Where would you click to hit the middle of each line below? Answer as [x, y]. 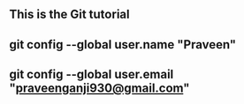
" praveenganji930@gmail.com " [99, 89]
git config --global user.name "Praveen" [123, 45]
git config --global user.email [91, 74]
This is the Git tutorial [69, 15]
